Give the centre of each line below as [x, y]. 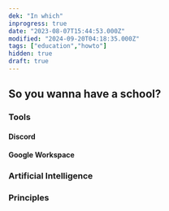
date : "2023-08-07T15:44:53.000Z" [67, 31]
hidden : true [30, 54]
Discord [22, 136]
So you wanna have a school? [85, 94]
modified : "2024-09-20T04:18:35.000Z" [74, 39]
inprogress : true [38, 24]
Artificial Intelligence [51, 176]
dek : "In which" [36, 16]
